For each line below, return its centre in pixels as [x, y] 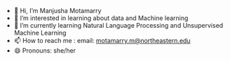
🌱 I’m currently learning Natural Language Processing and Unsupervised [119, 25]
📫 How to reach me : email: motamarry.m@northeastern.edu [102, 41]
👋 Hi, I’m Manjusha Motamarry [57, 11]
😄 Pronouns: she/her [45, 51]
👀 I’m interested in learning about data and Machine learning [101, 18]
